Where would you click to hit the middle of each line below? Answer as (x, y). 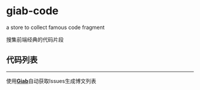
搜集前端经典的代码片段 (35, 39)
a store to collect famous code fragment (56, 27)
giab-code (32, 11)
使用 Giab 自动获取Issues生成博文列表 (51, 81)
